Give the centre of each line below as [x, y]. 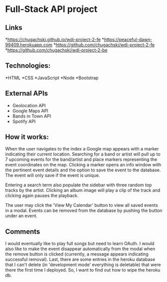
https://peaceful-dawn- [128, 39]
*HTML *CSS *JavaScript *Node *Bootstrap [52, 78]
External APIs [27, 93]
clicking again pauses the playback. [42, 196]
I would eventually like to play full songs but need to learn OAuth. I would [80, 244]
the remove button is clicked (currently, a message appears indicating [77, 254]
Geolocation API [29, 105]
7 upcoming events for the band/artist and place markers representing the [81, 159]
